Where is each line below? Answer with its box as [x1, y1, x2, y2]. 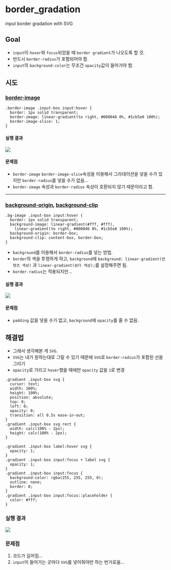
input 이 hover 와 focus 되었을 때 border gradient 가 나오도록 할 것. [12, 49, 145, 56]
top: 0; [10, 399, 26, 405]
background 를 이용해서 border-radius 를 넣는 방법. [12, 249, 113, 255]
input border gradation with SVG [5, 20, 73, 27]
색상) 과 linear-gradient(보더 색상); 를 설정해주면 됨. [22, 262, 128, 268]
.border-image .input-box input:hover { [5, 106, 93, 111]
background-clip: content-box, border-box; [10, 236, 103, 241]
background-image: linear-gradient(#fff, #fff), [10, 222, 115, 227]
